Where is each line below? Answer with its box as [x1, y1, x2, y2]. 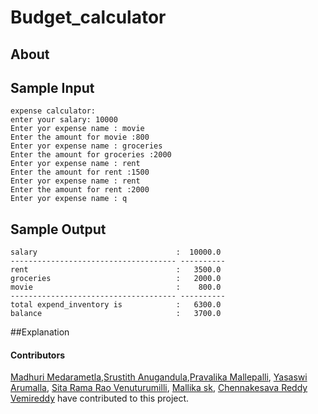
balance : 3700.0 [10, 309, 222, 319]
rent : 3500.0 [10, 265, 222, 275]
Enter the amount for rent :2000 [10, 185, 150, 195]
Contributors [10, 349, 66, 361]
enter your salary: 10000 [10, 115, 118, 125]
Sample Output [10, 221, 107, 238]
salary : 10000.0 [10, 247, 222, 258]
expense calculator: [10, 106, 97, 116]
